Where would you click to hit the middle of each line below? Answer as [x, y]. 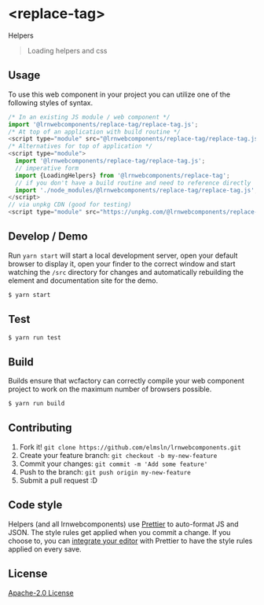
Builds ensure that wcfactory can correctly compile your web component [126, 381]
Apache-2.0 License [41, 592]
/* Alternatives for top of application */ [81, 146]
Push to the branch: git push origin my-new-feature [105, 471]
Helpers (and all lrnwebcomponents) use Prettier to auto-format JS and [123, 524]
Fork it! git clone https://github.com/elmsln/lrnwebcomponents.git [130, 447]
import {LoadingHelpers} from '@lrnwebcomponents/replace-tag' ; [123, 175]
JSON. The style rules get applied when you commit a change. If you [119, 532]
